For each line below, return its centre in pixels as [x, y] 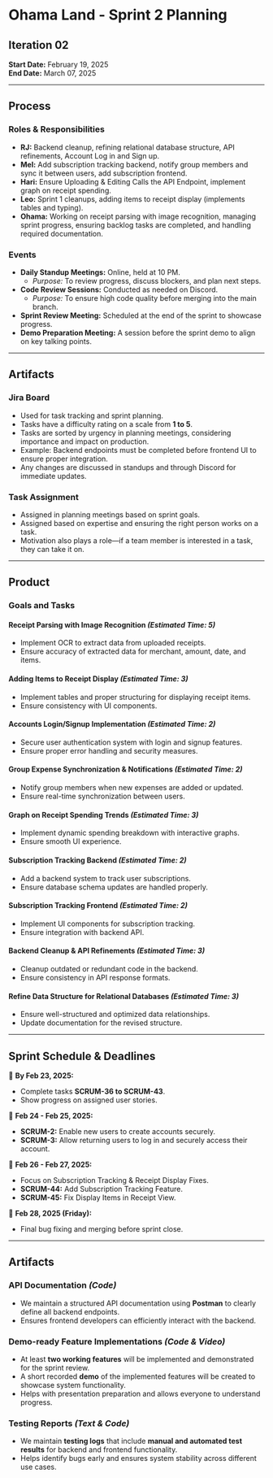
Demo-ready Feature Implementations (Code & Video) [117, 1341]
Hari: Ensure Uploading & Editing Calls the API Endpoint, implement [133, 181]
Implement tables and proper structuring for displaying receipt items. [135, 697]
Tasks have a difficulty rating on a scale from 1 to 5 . [106, 424]
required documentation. [62, 233]
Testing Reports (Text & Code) [69, 1423]
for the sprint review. [55, 1367]
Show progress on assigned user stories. [89, 1100]
